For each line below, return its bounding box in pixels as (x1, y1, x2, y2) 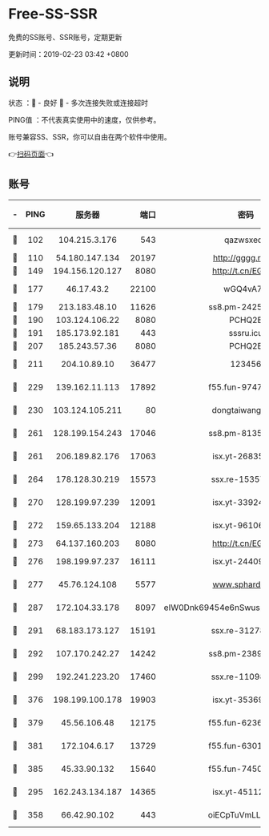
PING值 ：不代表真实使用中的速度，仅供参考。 (8, 115, 161, 124)
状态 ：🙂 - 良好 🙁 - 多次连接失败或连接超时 (8, 98, 148, 107)
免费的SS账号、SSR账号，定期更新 (8, 32, 122, 42)
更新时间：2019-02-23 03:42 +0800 (8, 49, 130, 59)
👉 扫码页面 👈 (8, 149, 54, 159)
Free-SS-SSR (8, 5, 98, 23)
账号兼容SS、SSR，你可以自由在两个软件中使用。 (8, 131, 171, 141)
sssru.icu (228, 327, 263, 338)
